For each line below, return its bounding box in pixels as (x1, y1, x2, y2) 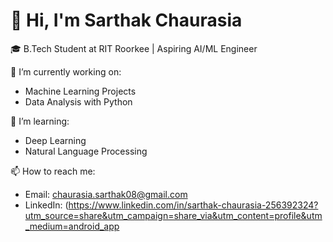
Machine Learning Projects (24, 85, 137, 97)
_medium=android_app (24, 220, 120, 232)
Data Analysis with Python (24, 95, 133, 108)
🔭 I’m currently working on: (10, 65, 122, 78)
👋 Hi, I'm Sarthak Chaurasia (10, 9, 243, 32)
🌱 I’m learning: (10, 115, 70, 127)
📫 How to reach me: (10, 165, 96, 177)
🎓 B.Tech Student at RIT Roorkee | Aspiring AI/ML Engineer (10, 42, 258, 54)
